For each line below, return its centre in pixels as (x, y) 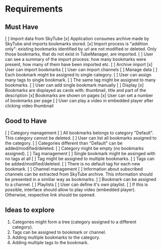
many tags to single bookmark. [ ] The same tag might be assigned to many (81, 80)
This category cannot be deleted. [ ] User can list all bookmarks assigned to (81, 138)
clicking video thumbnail (29, 106)
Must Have (22, 27)
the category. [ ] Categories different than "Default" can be (64, 143)
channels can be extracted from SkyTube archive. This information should (79, 174)
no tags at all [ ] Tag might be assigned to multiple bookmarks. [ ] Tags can (80, 159)
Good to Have (26, 121)
